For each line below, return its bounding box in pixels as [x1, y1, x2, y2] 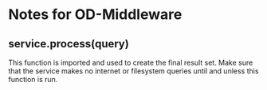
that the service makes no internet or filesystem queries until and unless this [8, 66, 259, 76]
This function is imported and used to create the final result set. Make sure [8, 58, 253, 67]
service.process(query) [8, 37, 129, 51]
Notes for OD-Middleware [8, 6, 183, 24]
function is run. [8, 75, 58, 84]
